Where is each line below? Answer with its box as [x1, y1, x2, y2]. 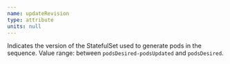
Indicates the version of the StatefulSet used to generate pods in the [7, 42, 202, 50]
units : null [7, 23, 41, 30]
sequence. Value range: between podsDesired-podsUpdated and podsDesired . [7, 49, 224, 57]
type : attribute [7, 17, 54, 23]
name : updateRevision [7, 10, 70, 17]
